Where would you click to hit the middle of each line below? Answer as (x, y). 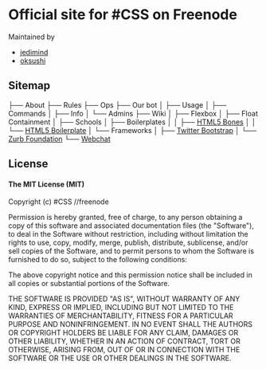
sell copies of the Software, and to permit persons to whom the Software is (131, 251)
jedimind (34, 52)
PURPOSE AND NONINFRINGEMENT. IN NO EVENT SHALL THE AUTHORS (131, 324)
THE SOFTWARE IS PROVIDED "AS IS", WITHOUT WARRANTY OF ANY (124, 299)
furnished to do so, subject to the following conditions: (98, 260)
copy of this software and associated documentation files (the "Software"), (131, 226)
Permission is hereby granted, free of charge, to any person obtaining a (125, 218)
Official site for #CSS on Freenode (123, 15)
